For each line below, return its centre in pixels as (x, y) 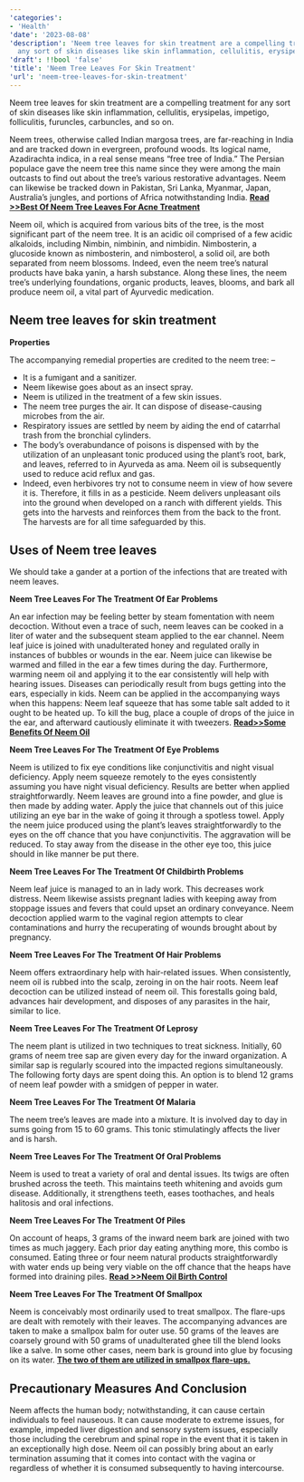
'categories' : (36, 18)
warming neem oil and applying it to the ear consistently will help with (139, 674)
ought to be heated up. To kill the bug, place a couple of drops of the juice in (152, 713)
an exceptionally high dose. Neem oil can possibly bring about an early (142, 1449)
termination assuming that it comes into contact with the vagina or (133, 1458)
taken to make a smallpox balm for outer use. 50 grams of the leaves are (144, 1331)
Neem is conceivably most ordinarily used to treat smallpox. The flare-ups (147, 1312)
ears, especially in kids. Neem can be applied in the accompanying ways (145, 693)
